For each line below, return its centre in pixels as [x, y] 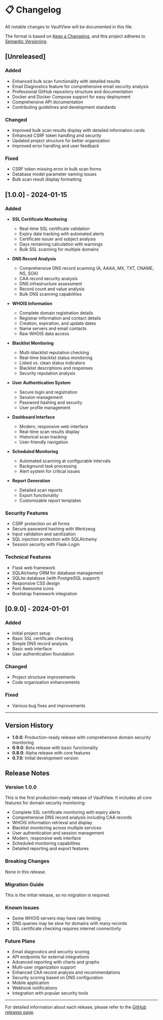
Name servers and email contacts [53, 328]
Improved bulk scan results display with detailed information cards [78, 130]
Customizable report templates [50, 500]
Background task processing [48, 466]
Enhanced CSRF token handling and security [57, 135]
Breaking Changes [27, 861]
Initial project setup [31, 633]
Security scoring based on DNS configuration [57, 978]
